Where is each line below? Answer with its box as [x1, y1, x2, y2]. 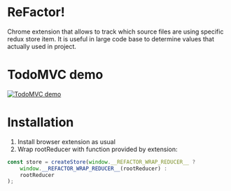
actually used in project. [7, 42, 77, 50]
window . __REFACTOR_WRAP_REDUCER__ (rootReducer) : [20, 165, 168, 172]
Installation [7, 115, 74, 130]
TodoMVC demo [7, 67, 104, 83]
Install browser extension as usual [17, 137, 115, 146]
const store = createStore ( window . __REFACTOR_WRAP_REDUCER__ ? [7, 158, 196, 165]
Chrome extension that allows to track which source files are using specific [7, 27, 224, 36]
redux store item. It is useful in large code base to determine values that [7, 34, 215, 43]
